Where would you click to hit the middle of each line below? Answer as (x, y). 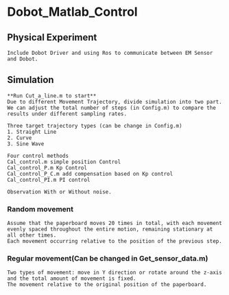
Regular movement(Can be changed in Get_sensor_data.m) (108, 259)
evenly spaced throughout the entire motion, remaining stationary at (110, 229)
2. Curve (20, 138)
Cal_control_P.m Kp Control (47, 168)
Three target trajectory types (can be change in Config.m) (95, 126)
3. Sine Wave (26, 144)
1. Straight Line (32, 132)
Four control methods (38, 156)
